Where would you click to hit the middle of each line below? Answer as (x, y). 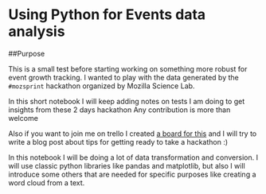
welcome (23, 118)
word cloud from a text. (47, 182)
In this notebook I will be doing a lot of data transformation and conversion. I (133, 157)
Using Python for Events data (107, 15)
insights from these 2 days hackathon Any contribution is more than (119, 110)
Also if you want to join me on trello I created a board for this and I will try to (133, 134)
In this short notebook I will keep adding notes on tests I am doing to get (127, 101)
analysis (37, 31)
